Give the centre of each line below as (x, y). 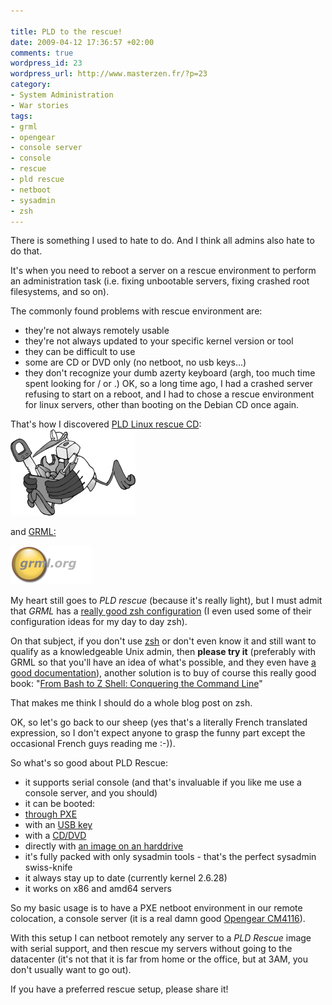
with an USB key (58, 825)
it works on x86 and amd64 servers (98, 889)
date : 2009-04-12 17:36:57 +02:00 (82, 42)
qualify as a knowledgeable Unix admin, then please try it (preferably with (163, 652)
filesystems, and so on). (60, 292)
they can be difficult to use (80, 352)
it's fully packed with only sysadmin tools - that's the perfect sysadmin (170, 857)
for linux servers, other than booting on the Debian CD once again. (162, 405)
